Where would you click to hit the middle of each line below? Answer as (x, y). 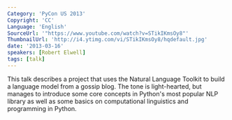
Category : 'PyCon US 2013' (46, 14)
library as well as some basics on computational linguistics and (98, 101)
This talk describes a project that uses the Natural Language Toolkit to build (116, 79)
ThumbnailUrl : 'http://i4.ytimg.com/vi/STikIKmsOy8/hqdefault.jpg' (108, 40)
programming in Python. (42, 108)
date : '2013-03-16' (36, 46)
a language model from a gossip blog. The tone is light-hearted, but (104, 86)
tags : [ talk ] (26, 59)
